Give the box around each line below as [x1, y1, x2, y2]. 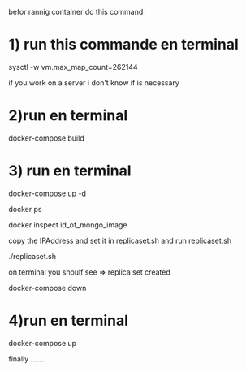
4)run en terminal [8, 312, 128, 330]
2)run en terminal [8, 106, 128, 125]
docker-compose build [8, 133, 84, 143]
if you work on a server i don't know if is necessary [8, 77, 180, 88]
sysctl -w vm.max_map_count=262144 [8, 62, 138, 71]
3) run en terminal [8, 162, 132, 180]
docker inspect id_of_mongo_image [8, 219, 127, 230]
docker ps [8, 204, 42, 214]
